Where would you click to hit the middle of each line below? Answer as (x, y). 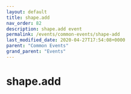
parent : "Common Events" (37, 46)
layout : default (27, 12)
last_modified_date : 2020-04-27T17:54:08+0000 (66, 40)
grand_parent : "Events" (36, 52)
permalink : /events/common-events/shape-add (63, 35)
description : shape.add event (44, 29)
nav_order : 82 (24, 23)
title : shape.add (28, 18)
